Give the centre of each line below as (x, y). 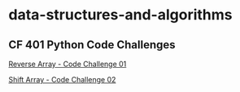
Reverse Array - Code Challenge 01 (68, 64)
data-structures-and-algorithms (121, 15)
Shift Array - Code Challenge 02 (62, 79)
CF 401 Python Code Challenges (92, 45)
